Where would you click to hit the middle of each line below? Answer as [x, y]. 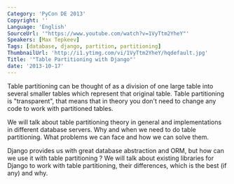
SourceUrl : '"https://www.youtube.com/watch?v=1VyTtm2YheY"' [98, 33]
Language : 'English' [37, 27]
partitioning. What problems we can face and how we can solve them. [108, 137]
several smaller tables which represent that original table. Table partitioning [116, 93]
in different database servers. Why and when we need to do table [102, 129]
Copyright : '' [28, 20]
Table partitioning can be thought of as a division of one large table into [110, 86]
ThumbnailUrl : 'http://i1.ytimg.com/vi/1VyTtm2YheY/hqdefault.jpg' [108, 53]
